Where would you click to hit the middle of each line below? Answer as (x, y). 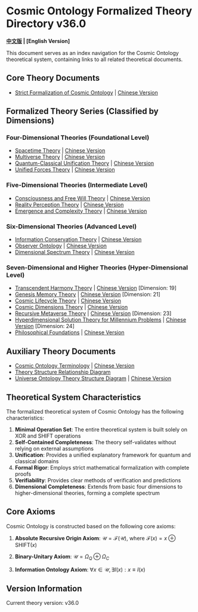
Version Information (44, 588)
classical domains (37, 461)
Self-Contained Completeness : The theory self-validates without (95, 442)
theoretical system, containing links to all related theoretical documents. (95, 59)
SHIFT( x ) (26, 544)
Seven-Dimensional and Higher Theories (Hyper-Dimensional (97, 267)
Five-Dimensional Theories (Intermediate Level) (77, 185)
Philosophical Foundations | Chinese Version (69, 332)
